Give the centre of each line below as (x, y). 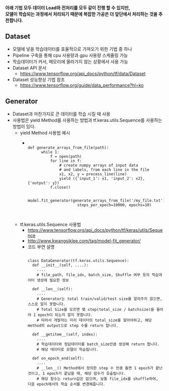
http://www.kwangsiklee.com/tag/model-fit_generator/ (84, 241)
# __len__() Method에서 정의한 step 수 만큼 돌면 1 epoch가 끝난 (100, 368)
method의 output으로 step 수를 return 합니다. (73, 326)
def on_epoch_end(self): (58, 359)
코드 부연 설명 (41, 247)
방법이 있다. (24, 126)
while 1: (50, 152)
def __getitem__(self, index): (65, 335)
